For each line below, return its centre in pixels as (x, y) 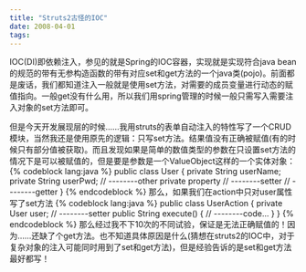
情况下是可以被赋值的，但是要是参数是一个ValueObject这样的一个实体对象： (153, 162)
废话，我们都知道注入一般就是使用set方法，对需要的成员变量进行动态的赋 (155, 85)
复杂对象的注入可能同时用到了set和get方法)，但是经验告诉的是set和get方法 (151, 247)
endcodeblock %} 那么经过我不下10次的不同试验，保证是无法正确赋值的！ (148, 225)
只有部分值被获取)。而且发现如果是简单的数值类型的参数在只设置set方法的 (157, 150)
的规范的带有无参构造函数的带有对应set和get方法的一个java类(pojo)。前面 (148, 73)
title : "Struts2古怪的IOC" (58, 18)
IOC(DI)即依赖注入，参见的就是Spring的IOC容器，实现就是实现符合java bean (153, 62)
